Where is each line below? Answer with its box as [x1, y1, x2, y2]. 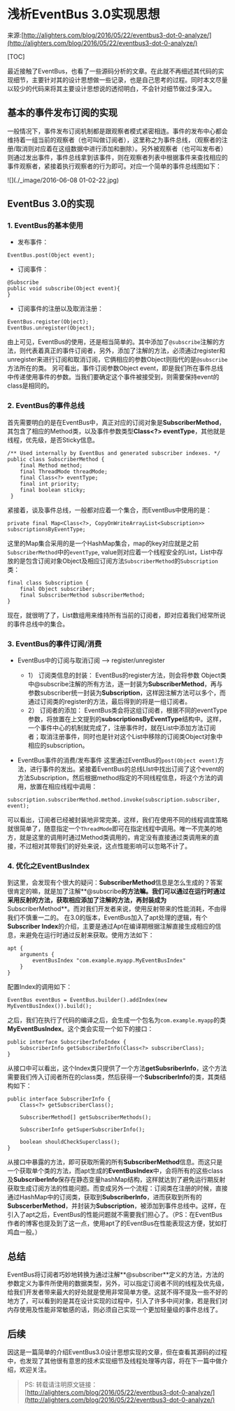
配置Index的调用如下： [7, 983, 73, 991]
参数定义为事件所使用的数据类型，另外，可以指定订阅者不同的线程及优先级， [7, 1279, 228, 1288]
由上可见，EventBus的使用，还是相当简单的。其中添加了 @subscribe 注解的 [7, 338, 219, 346]
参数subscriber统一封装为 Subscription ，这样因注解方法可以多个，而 [27, 688, 226, 697]
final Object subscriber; [20, 585, 96, 592]
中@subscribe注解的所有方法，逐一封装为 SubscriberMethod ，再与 [27, 680, 223, 688]
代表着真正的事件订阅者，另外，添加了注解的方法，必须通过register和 [25, 346, 226, 355]
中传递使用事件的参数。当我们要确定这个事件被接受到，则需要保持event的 [7, 373, 220, 381]
